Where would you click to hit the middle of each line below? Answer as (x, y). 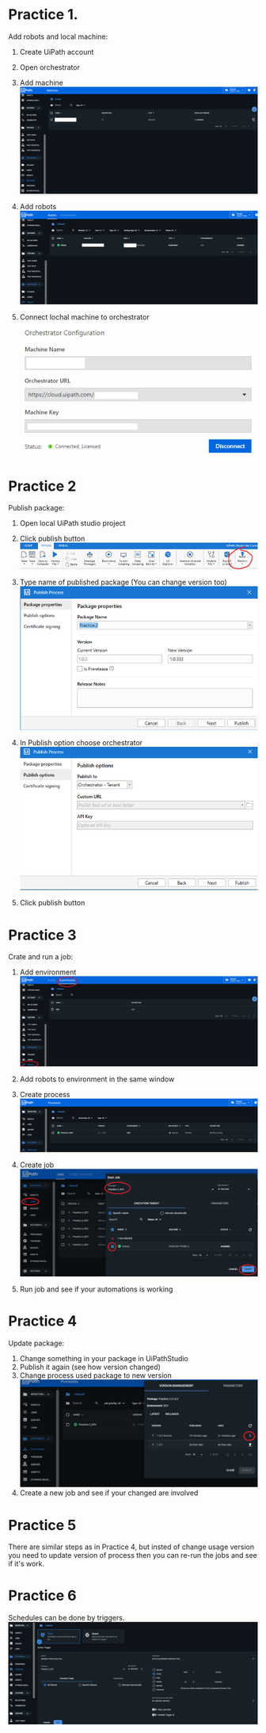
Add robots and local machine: (58, 36)
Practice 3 (42, 935)
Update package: (36, 1343)
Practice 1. (43, 15)
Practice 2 (42, 486)
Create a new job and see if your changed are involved (109, 1493)
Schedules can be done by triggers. (66, 1618)
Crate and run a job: (41, 957)
